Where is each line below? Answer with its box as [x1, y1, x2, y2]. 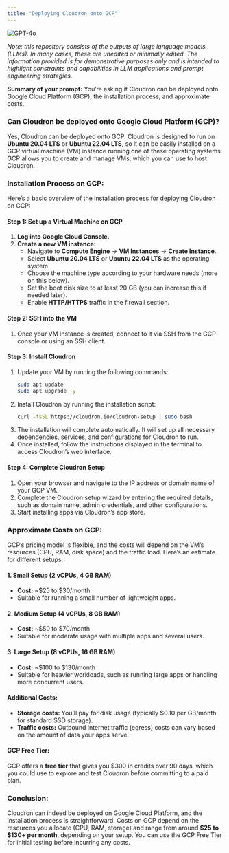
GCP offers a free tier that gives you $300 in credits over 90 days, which [7, 762, 213, 770]
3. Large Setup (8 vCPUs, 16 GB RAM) [7, 647, 116, 656]
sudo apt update [16, 381, 64, 388]
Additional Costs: [7, 693, 58, 702]
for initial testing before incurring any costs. [7, 839, 130, 847]
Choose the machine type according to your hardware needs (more [27, 269, 218, 277]
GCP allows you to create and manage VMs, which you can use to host [7, 154, 208, 162]
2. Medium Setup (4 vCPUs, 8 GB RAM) [7, 609, 121, 618]
